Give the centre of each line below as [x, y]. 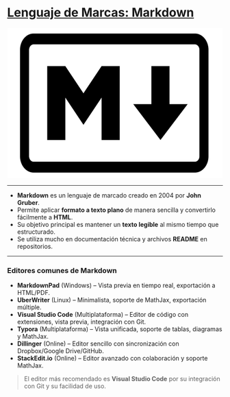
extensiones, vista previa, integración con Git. [81, 322]
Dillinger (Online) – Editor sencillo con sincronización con [98, 344]
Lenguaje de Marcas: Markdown [101, 13]
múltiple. [29, 307]
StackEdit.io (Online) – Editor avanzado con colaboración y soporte [112, 359]
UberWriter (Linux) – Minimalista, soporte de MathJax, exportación [112, 300]
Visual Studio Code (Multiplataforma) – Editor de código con [103, 315]
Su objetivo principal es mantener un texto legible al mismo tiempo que [118, 224]
